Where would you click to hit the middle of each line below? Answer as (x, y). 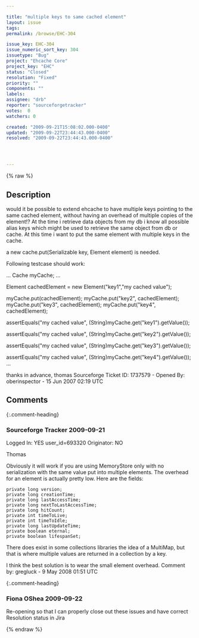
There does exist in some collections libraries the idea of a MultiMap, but (95, 547)
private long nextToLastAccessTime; (52, 505)
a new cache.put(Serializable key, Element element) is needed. (83, 252)
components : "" (25, 89)
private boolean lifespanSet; (44, 537)
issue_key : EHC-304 (30, 44)
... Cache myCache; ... (33, 275)
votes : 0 (18, 111)
